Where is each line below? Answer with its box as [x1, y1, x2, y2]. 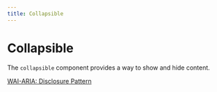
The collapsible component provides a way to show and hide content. [7, 63, 210, 72]
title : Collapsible [7, 10, 64, 17]
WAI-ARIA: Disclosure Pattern [7, 77, 92, 85]
